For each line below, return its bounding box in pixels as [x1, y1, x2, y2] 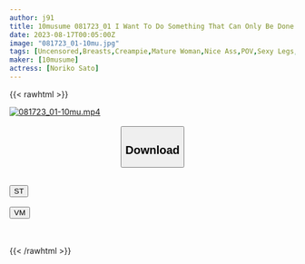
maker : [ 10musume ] [9, 55, 79, 64]
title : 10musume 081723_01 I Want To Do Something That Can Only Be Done [9, 22, 295, 31]
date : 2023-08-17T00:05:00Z [9, 30, 116, 39]
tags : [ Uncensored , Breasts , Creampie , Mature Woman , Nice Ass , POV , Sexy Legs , [9, 47, 299, 56]
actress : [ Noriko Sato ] [9, 64, 100, 73]
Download [125, 142, 180, 157]
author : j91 [9, 13, 54, 23]
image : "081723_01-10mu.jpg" [9, 38, 120, 48]
